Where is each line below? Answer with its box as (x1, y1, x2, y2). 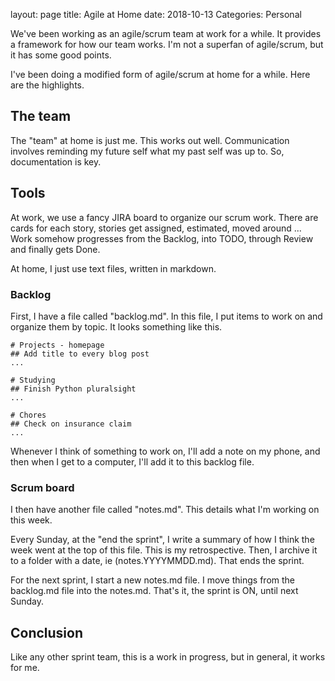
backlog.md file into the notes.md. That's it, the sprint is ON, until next (10, 585, 299, 597)
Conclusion (10, 624, 84, 641)
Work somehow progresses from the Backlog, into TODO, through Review (10, 232, 314, 244)
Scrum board (10, 480, 75, 494)
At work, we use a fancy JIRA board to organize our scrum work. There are (10, 211, 319, 223)
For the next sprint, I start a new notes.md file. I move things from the (10, 574, 295, 586)
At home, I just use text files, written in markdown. (10, 262, 217, 274)
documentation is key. (10, 155, 102, 168)
